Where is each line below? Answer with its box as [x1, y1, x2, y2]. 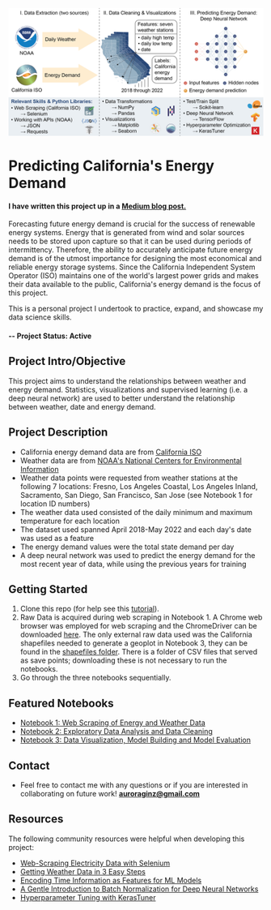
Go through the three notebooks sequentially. [19, 673, 171, 683]
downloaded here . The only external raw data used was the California [19, 629, 252, 640]
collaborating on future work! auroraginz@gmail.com [19, 789, 201, 799]
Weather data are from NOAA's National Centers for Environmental [19, 455, 243, 466]
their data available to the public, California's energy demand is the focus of [8, 280, 261, 290]
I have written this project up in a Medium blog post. [8, 201, 187, 211]
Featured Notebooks [8, 696, 114, 710]
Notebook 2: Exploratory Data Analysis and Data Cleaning [19, 727, 213, 736]
